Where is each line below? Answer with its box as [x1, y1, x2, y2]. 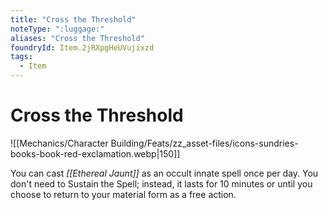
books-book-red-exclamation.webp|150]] [10, 147, 181, 160]
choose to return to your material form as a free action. [10, 188, 237, 200]
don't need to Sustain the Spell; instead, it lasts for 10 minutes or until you [10, 177, 313, 190]
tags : [10, 52, 33, 62]
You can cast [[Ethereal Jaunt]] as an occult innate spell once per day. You [10, 167, 319, 179]
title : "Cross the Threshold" [10, 14, 137, 25]
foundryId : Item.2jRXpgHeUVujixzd [10, 42, 155, 53]
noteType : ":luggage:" [10, 24, 105, 34]
